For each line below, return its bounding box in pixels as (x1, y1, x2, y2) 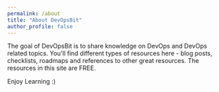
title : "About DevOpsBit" (7, 17, 82, 24)
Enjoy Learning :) (7, 77, 56, 86)
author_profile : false (7, 23, 73, 30)
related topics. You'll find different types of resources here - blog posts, (7, 49, 213, 57)
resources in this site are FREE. (7, 64, 96, 73)
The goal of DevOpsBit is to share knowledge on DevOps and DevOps (7, 42, 207, 50)
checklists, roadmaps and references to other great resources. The (7, 57, 200, 65)
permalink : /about (7, 10, 60, 17)
